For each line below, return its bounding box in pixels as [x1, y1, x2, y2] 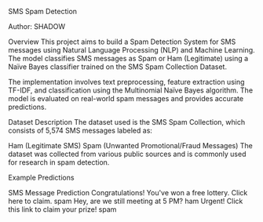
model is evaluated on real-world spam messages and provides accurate [8, 94, 244, 103]
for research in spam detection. [8, 158, 110, 167]
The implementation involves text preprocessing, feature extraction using [8, 78, 245, 86]
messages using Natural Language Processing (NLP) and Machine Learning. [8, 45, 255, 54]
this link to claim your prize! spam [8, 205, 117, 214]
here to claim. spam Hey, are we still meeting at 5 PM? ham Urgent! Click [8, 196, 243, 206]
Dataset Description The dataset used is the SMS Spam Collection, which [8, 118, 246, 126]
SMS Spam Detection [8, 7, 77, 16]
